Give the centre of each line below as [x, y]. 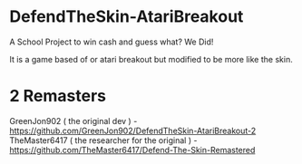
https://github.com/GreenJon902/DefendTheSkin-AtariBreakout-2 [133, 130]
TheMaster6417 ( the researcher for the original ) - [103, 140]
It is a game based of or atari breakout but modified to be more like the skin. [151, 59]
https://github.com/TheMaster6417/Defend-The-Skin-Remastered [132, 150]
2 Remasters [58, 96]
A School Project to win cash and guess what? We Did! [112, 42]
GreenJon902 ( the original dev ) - [73, 121]
